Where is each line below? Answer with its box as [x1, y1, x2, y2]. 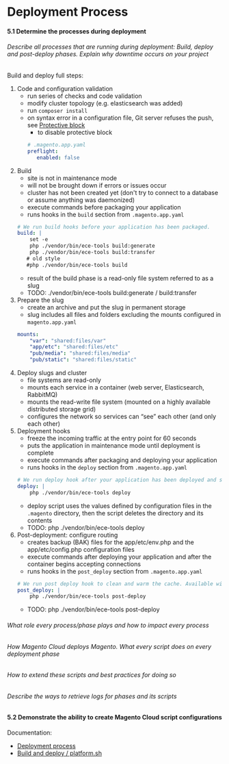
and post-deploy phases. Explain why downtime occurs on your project [7, 50, 209, 58]
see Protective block [27, 120, 85, 129]
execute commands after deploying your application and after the [27, 552, 212, 561]
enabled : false [36, 154, 80, 161]
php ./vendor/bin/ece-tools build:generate [29, 242, 155, 250]
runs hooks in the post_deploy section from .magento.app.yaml [27, 567, 203, 575]
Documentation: [7, 728, 53, 737]
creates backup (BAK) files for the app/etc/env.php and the [27, 538, 195, 546]
